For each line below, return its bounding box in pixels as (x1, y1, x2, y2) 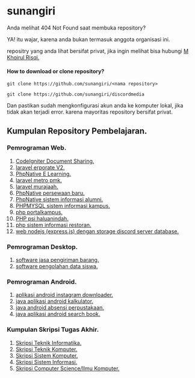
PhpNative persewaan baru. (15, 189, 85, 197)
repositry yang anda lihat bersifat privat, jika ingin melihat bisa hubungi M (7, 47, 189, 55)
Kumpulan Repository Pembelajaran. (7, 126, 147, 136)
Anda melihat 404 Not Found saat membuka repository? (7, 24, 146, 31)
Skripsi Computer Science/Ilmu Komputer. (15, 365, 120, 372)
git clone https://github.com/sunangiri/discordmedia (7, 91, 145, 97)
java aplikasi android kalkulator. (15, 297, 94, 305)
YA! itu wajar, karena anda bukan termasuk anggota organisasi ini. (7, 35, 170, 43)
